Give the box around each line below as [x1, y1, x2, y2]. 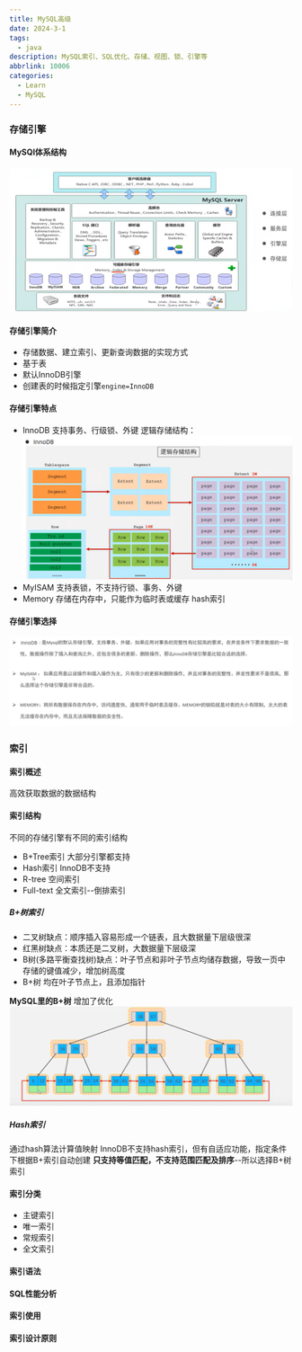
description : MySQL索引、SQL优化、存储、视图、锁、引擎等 [9, 52, 209, 62]
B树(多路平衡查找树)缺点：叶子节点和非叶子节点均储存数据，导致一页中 [22, 954, 286, 965]
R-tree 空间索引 [22, 873, 81, 885]
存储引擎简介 [9, 325, 57, 336]
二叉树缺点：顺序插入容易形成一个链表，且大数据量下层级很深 [22, 931, 252, 942]
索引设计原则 [9, 1332, 57, 1343]
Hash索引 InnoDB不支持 [22, 862, 111, 873]
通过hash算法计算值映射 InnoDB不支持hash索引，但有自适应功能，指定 [9, 1143, 271, 1154]
